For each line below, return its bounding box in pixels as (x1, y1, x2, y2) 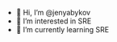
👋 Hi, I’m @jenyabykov (15, 8, 91, 17)
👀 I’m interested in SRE (15, 16, 92, 26)
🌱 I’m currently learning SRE (15, 25, 110, 34)
